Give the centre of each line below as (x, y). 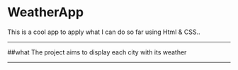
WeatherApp (45, 12)
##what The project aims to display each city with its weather (97, 52)
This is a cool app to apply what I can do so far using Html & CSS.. (104, 32)
